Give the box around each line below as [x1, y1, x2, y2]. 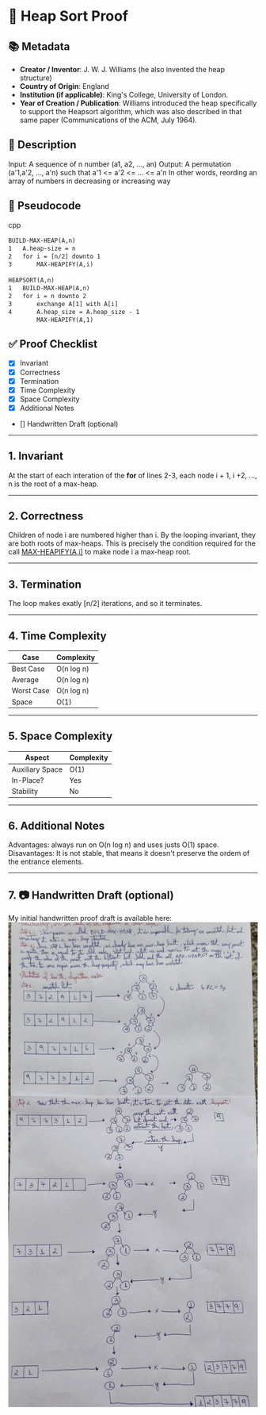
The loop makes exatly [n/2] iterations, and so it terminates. [8, 599, 203, 608]
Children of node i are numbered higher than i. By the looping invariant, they [8, 531, 256, 540]
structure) [19, 73, 53, 82]
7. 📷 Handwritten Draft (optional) [8, 888, 174, 902]
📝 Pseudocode [8, 199, 82, 213]
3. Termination [8, 577, 82, 591]
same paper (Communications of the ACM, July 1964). [19, 115, 198, 125]
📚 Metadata [8, 40, 70, 53]
